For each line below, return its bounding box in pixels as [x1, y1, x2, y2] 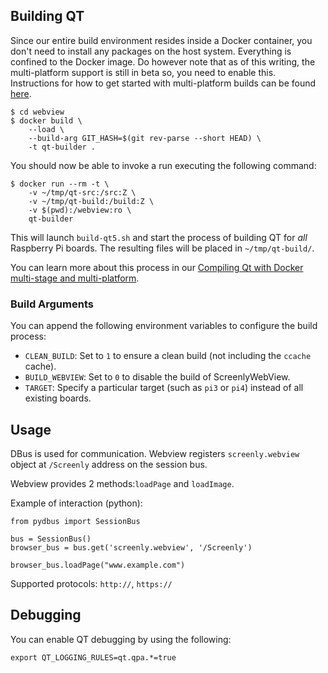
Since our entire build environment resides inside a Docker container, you [10, 34, 313, 46]
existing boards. [24, 392, 92, 404]
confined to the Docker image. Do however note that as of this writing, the [10, 55, 316, 68]
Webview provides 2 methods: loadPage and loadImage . [10, 477, 235, 489]
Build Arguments [10, 297, 94, 311]
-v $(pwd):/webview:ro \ [28, 205, 132, 215]
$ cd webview [10, 107, 65, 117]
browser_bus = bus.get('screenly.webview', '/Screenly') [10, 542, 253, 553]
